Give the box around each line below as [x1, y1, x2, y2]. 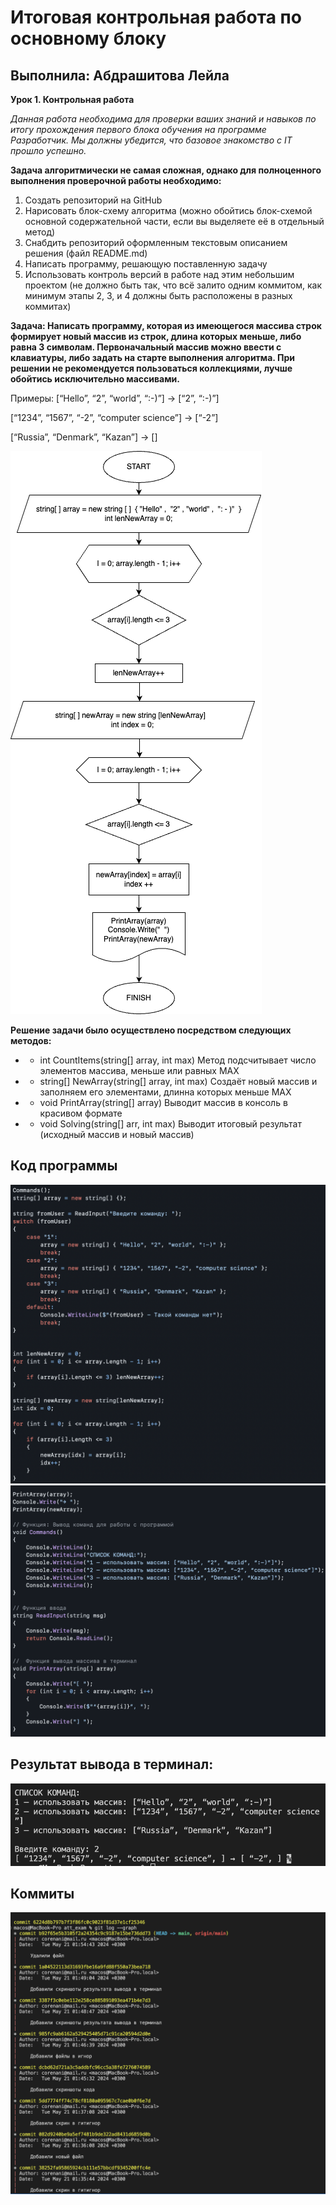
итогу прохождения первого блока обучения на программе [10, 124, 267, 135]
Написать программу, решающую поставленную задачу [24, 258, 268, 270]
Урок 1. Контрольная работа [10, 94, 135, 105]
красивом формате [39, 1107, 123, 1119]
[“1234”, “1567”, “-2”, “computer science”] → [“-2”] [10, 412, 219, 423]
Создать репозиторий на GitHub [24, 194, 163, 206]
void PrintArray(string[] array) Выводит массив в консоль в [39, 1097, 288, 1108]
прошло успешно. [10, 145, 87, 156]
